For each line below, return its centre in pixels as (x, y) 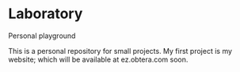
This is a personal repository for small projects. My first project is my (120, 51)
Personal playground (42, 36)
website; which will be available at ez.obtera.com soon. (98, 59)
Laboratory (46, 14)
